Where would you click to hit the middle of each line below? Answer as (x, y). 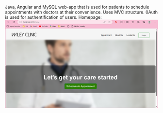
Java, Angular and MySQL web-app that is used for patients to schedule (77, 7)
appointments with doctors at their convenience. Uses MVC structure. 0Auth (81, 12)
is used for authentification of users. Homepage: (53, 17)
